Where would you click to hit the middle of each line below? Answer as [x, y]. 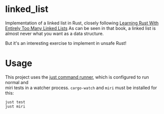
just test [15, 102]
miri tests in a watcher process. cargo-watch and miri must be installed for [81, 88]
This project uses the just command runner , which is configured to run [77, 77]
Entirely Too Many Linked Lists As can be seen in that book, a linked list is [81, 28]
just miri [15, 106]
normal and [17, 82]
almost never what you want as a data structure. [54, 33]
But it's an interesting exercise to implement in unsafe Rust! [66, 43]
